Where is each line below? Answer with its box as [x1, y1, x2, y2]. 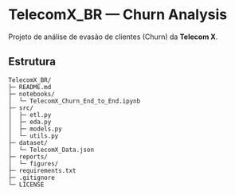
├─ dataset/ [8, 138, 48, 146]
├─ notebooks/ [8, 90, 56, 98]
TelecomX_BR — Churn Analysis [8, 6, 228, 24]
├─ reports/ [8, 153, 48, 161]
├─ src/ [8, 103, 34, 112]
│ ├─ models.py [8, 125, 62, 133]
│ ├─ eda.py [8, 118, 52, 126]
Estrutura [8, 55, 57, 68]
